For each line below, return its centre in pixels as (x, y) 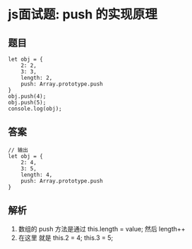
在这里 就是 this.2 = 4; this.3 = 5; (66, 238)
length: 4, (37, 175)
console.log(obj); (35, 109)
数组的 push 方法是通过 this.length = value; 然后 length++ (102, 229)
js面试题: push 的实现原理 (83, 14)
